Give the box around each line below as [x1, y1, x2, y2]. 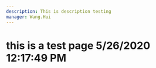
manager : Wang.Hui [6, 14, 51, 20]
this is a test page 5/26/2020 [6, 39, 151, 52]
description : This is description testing [6, 8, 111, 15]
